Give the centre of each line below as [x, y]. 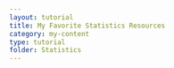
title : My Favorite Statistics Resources [87, 26]
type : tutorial [37, 42]
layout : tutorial [41, 17]
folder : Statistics [46, 50]
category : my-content [50, 34]
